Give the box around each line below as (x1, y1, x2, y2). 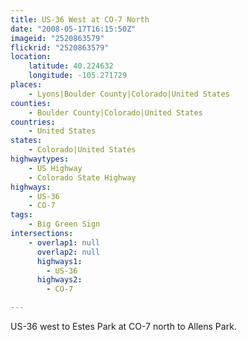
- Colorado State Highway (28, 172, 137, 183)
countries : (10, 117, 56, 127)
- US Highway (28, 163, 83, 173)
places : (10, 80, 43, 90)
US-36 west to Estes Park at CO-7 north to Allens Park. (10, 321, 237, 332)
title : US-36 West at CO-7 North (10, 14, 150, 25)
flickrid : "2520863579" (10, 42, 110, 53)
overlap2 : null (36, 247, 101, 257)
